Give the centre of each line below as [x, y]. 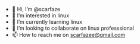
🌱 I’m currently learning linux [47, 22]
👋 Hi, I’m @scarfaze [36, 9]
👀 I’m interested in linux [41, 15]
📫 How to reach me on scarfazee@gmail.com [69, 35]
